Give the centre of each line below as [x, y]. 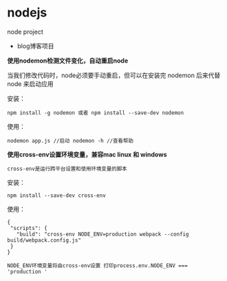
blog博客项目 [35, 45]
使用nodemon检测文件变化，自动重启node [68, 61]
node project [25, 32]
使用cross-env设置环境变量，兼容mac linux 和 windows [87, 154]
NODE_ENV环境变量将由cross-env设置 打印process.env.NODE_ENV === [97, 266]
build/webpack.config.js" [44, 240]
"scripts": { [29, 228]
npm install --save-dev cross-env [57, 195]
